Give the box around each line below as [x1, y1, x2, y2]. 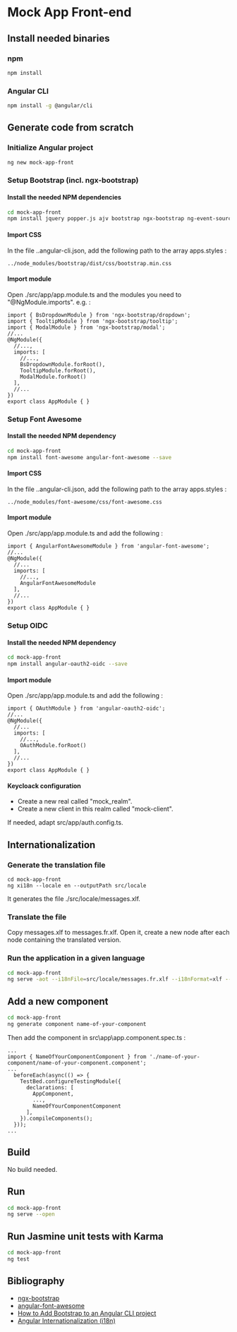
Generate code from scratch [7, 121, 134, 134]
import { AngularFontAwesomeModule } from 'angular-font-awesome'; [7, 543, 210, 550]
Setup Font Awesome [7, 414, 83, 424]
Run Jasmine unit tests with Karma [7, 1230, 164, 1242]
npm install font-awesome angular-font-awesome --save [7, 454, 172, 461]
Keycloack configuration [7, 781, 81, 790]
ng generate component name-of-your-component [7, 1021, 147, 1028]
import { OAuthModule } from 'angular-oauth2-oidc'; [7, 705, 166, 713]
